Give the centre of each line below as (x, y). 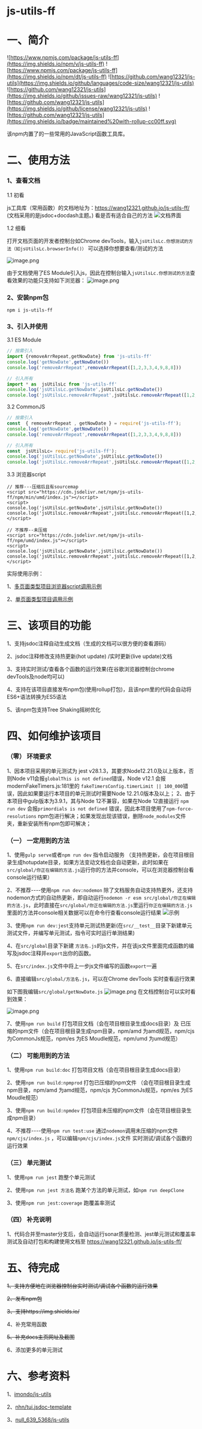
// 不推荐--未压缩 (27, 530)
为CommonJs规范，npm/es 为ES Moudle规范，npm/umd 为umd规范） (94, 1038)
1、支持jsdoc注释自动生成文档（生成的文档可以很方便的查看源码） (88, 644)
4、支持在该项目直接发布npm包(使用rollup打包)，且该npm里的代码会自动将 (99, 689)
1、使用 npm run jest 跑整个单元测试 (51, 1177)
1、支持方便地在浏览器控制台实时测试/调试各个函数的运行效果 (82, 1286)
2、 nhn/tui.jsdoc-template (39, 1407)
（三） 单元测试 (29, 1163)
